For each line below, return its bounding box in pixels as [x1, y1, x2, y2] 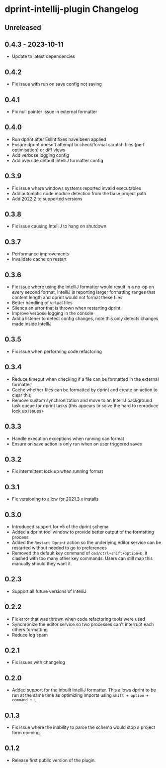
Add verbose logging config [11, 152, 70, 158]
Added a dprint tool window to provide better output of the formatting [11, 529, 155, 535]
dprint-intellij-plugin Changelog [4, 3, 139, 15]
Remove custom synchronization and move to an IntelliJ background [11, 397, 152, 403]
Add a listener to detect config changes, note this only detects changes [11, 316, 159, 322]
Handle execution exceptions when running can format [11, 436, 125, 441]
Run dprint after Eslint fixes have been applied [11, 136, 106, 142]
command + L [11, 698, 37, 703]
